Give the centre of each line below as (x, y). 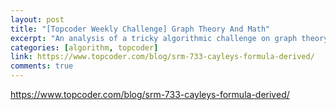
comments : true (42, 66)
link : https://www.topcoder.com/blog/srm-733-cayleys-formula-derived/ (162, 57)
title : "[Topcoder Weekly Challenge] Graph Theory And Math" (140, 29)
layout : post (37, 19)
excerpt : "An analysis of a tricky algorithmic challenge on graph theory (169, 38)
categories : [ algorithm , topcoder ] (84, 47)
